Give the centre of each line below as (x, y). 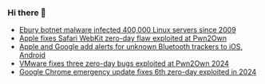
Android (32, 55)
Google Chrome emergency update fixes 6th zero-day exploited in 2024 (138, 72)
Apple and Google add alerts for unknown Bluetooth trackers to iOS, (131, 47)
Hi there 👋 (27, 13)
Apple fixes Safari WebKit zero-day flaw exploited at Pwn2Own (123, 38)
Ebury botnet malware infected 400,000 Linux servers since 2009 (127, 30)
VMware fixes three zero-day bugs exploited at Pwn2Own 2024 (124, 63)
